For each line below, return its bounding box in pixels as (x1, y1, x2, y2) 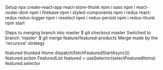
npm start (5, 20, 25, 26)
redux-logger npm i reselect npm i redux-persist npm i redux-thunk (18, 15, 155, 20)
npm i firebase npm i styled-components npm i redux (29, 9, 138, 15)
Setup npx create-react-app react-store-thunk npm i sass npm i (5, 4, 135, 10)
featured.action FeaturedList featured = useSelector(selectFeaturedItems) (5, 55, 156, 61)
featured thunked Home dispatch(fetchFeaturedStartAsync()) (5, 50, 130, 56)
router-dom (5, 9, 29, 15)
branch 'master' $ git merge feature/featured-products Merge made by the (5, 35, 158, 41)
